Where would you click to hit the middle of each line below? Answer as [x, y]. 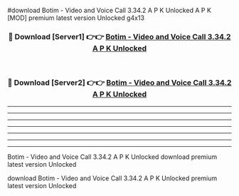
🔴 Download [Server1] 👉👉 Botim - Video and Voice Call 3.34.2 [119, 36]
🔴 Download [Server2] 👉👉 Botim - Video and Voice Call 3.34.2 [119, 83]
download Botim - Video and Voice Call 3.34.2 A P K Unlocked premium [112, 178]
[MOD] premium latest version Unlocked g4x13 [76, 18]
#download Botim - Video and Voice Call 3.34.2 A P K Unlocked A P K [110, 10]
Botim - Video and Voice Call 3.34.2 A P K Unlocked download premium [112, 157]
